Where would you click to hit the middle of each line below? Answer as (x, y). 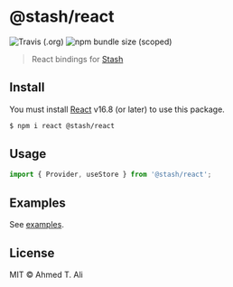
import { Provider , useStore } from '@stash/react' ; (111, 175)
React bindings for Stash (77, 59)
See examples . (37, 225)
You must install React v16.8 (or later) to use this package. (117, 109)
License (32, 253)
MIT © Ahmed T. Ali (46, 274)
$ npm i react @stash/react (62, 125)
